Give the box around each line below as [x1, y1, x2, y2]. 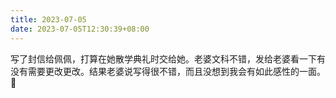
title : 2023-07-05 [10, 14, 87, 25]
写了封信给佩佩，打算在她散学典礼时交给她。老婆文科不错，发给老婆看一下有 [10, 52, 326, 65]
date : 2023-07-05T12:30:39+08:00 [10, 24, 150, 34]
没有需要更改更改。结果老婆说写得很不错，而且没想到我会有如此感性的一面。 [10, 65, 326, 77]
